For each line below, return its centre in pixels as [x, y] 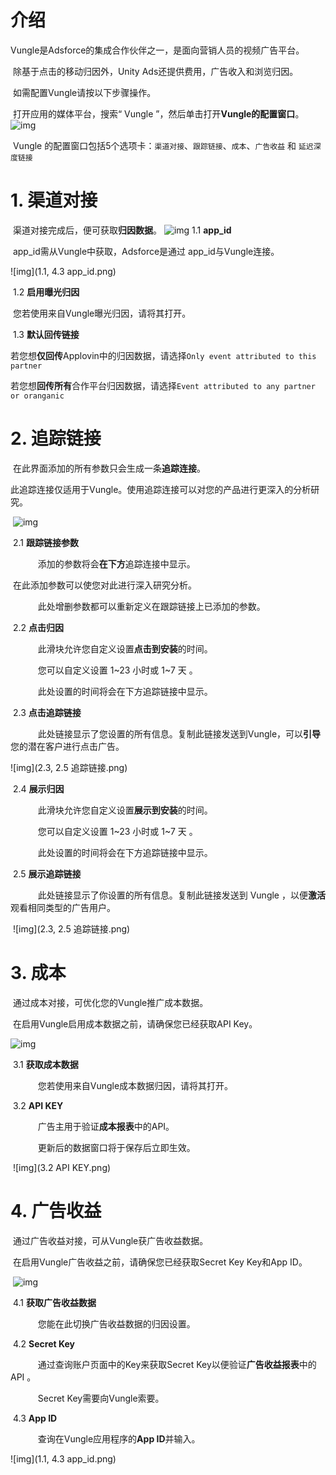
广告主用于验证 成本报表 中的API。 [106, 1126]
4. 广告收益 [56, 1210]
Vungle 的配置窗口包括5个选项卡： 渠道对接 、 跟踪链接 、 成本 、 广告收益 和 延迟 [163, 145]
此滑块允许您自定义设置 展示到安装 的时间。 [125, 810]
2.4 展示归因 [38, 788]
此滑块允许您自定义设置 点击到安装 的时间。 [125, 648]
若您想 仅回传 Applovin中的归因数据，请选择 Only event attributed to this [163, 355]
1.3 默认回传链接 [46, 334]
